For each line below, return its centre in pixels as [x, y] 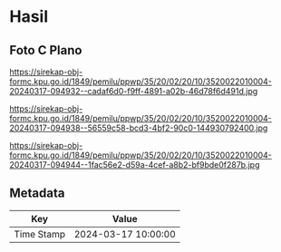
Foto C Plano [46, 50]
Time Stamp [40, 234]
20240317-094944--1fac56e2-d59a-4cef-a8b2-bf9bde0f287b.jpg [135, 165]
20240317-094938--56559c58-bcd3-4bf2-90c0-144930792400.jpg [139, 128]
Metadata [37, 194]
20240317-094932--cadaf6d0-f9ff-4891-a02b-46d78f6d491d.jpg [134, 91]
